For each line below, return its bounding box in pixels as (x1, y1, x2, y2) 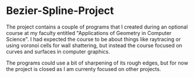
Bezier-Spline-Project (6, 4, 114, 17)
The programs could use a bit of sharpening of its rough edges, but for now (6, 59, 189, 66)
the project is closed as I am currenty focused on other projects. (6, 65, 161, 72)
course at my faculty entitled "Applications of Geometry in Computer (6, 29, 172, 36)
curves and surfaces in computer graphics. (6, 48, 110, 55)
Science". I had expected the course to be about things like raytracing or (6, 36, 181, 42)
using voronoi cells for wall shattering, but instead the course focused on (6, 42, 183, 49)
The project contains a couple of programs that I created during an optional (6, 23, 188, 30)
